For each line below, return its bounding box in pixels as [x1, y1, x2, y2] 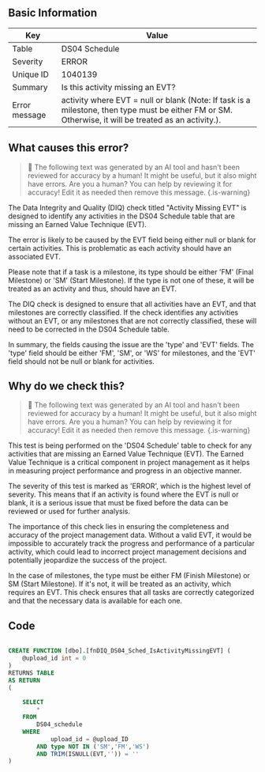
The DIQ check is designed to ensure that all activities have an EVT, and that [8, 299, 256, 308]
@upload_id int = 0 [22, 654, 87, 663]
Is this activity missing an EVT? [61, 81, 176, 93]
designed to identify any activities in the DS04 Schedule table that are [8, 211, 235, 221]
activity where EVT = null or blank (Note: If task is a [61, 94, 251, 105]
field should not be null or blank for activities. [8, 356, 155, 366]
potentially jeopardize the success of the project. [8, 555, 167, 565]
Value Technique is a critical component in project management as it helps [8, 458, 250, 467]
